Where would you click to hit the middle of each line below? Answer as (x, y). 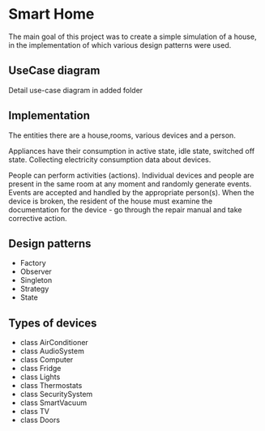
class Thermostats (51, 386)
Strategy (34, 289)
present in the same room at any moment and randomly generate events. (130, 184)
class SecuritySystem (56, 395)
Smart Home (51, 14)
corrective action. (38, 218)
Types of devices (53, 323)
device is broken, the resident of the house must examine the (111, 201)
